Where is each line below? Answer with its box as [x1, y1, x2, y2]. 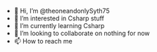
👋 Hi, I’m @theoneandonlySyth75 [13, 7, 111, 15]
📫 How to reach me [13, 37, 73, 45]
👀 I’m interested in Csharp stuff [13, 14, 104, 22]
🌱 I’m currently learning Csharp [13, 22, 105, 30]
